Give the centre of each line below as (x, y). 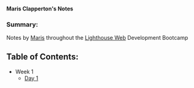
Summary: (22, 24)
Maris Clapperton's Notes (40, 9)
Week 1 (24, 71)
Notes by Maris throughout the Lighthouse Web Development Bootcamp (97, 37)
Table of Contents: (43, 57)
